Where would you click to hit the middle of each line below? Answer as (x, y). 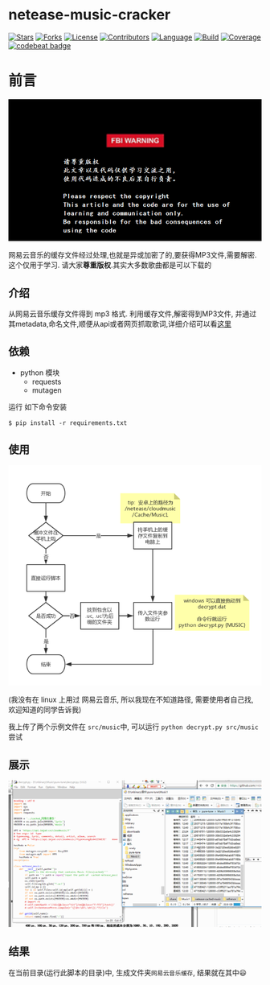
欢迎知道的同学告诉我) (45, 710)
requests (47, 381)
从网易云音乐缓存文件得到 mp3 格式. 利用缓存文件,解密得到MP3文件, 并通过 (133, 313)
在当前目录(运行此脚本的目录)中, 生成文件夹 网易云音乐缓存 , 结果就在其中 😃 (128, 972)
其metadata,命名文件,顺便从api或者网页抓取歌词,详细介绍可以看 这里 (120, 324)
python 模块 (40, 373)
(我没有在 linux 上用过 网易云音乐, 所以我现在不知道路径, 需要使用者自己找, (131, 700)
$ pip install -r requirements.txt (68, 423)
